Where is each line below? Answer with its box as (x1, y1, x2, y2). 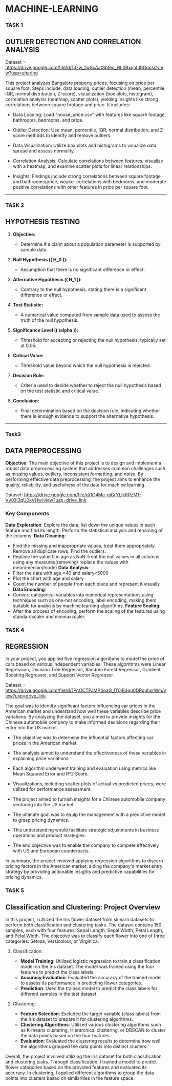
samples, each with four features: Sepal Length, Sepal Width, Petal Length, (5, 927, 164, 934)
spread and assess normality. (12, 147, 75, 154)
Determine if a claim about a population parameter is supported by (20, 241, 161, 247)
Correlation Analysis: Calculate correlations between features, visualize (12, 158, 163, 164)
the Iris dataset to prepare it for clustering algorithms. (20, 1016, 133, 1022)
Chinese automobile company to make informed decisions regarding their (5, 719, 160, 725)
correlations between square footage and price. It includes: (5, 101, 131, 108)
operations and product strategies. (12, 832, 86, 839)
